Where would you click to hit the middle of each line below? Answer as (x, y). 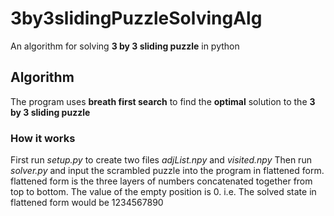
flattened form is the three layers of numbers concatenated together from (161, 181)
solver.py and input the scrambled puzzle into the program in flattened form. (167, 171)
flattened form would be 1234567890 (87, 203)
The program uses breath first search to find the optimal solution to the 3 (163, 101)
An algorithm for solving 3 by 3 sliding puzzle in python (125, 46)
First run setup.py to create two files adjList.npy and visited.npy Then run (161, 160)
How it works (43, 138)
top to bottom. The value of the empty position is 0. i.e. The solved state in (163, 192)
